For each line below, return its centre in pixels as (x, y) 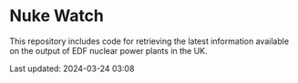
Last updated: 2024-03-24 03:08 (72, 68)
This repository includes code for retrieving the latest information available (149, 41)
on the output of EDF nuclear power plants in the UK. (108, 50)
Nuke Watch (57, 16)
